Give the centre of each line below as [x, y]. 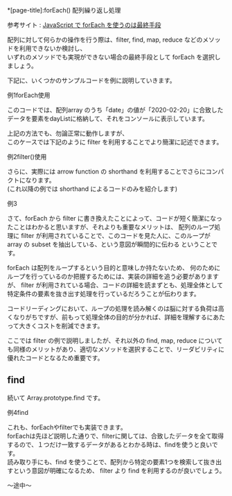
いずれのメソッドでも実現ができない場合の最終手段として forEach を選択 [111, 57]
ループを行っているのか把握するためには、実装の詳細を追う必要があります [113, 276]
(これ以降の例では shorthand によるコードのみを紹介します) [92, 189]
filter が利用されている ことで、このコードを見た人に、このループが [116, 236]
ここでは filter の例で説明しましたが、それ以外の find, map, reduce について [115, 341]
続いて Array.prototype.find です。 [56, 397]
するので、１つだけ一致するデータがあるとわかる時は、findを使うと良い [110, 444]
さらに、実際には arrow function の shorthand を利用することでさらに [107, 171]
